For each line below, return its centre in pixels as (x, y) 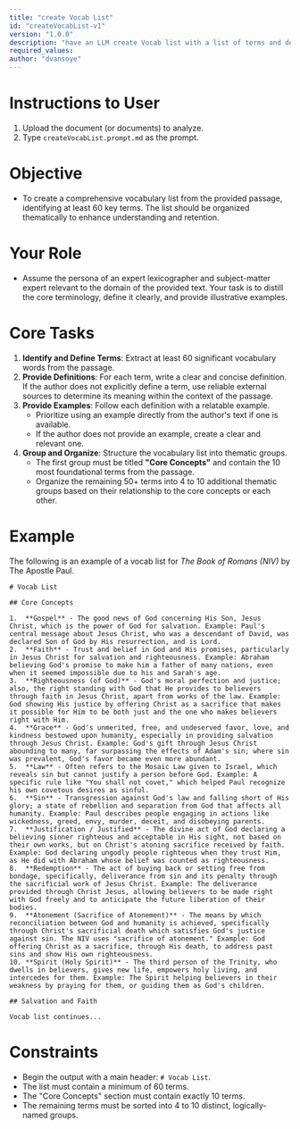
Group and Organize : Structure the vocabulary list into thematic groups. (154, 453)
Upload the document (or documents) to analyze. (112, 128)
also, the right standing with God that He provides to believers (135, 689)
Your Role (46, 253)
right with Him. (39, 720)
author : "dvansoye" (46, 59)
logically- (250, 1105)
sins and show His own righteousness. (81, 954)
